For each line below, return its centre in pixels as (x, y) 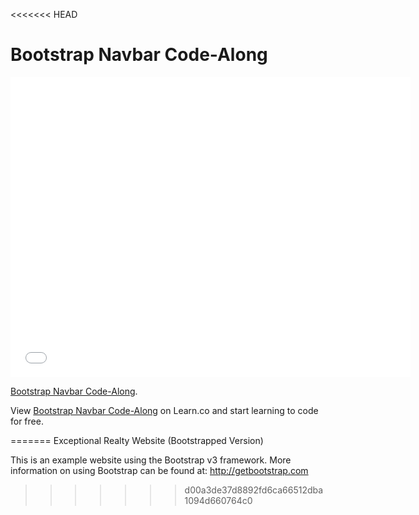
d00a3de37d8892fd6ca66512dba (254, 490)
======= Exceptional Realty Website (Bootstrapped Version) (137, 440)
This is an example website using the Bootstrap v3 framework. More (151, 460)
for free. (27, 421)
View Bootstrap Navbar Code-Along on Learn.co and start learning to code (164, 410)
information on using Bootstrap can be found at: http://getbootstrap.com (159, 470)
